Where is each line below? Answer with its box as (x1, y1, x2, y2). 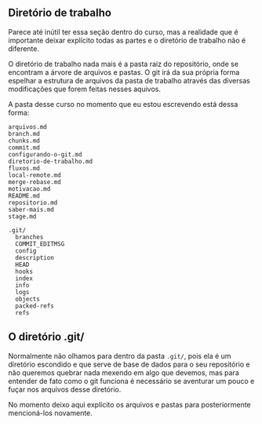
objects (15, 295, 41, 303)
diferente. (8, 43, 40, 53)
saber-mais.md (8, 205, 55, 213)
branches (15, 233, 44, 241)
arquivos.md (8, 123, 47, 131)
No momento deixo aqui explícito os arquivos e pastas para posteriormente (8, 400, 251, 409)
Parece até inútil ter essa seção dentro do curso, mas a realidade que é (8, 27, 238, 36)
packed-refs (15, 302, 55, 310)
